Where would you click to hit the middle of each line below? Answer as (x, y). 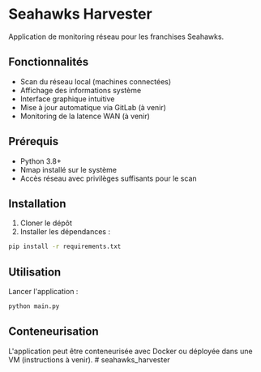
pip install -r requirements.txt (65, 247)
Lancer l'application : (43, 292)
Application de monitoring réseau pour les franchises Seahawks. (116, 36)
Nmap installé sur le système (68, 169)
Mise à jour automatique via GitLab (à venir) (93, 107)
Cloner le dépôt (46, 223)
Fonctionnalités (49, 62)
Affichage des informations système (81, 90)
